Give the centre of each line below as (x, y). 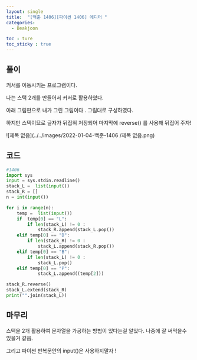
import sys (19, 175)
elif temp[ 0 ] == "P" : (43, 268)
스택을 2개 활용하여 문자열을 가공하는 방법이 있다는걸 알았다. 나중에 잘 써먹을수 (96, 330)
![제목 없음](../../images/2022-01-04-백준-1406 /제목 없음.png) (81, 135)
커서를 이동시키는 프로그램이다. (42, 85)
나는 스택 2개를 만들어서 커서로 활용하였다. (55, 98)
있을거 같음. (20, 338)
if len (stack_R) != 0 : (56, 241)
